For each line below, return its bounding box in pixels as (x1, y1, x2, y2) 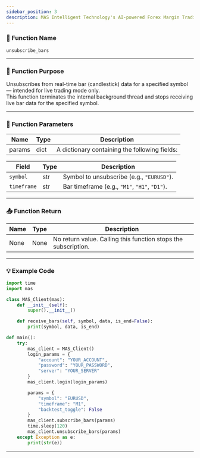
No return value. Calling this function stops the (53, 235, 183, 243)
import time (6, 280, 36, 286)
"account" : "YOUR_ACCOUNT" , (37, 356, 108, 363)
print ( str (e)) (27, 439, 62, 445)
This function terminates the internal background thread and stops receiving (6, 93, 193, 100)
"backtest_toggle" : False (37, 407, 102, 413)
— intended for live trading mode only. (6, 87, 100, 94)
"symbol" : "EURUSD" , (37, 395, 89, 401)
